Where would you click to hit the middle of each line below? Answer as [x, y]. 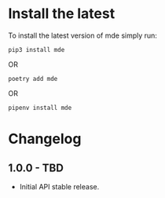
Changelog [45, 139]
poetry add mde [33, 79]
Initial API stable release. [59, 186]
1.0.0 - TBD [36, 168]
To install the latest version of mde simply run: [82, 35]
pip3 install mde [37, 49]
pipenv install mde [40, 108]
